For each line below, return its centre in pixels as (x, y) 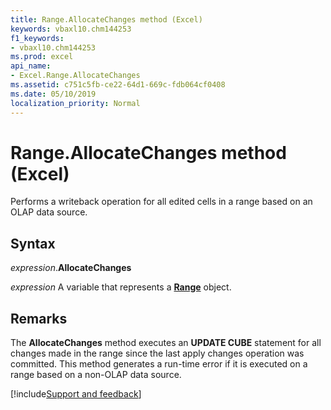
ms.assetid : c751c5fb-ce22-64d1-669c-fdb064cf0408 (118, 85)
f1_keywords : (37, 38)
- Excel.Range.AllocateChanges (75, 76)
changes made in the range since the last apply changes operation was (157, 353)
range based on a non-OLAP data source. (96, 375)
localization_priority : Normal (75, 103)
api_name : (31, 66)
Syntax (33, 243)
